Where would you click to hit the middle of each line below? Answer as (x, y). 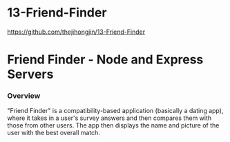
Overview (24, 96)
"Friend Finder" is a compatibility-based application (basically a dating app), (115, 111)
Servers (30, 74)
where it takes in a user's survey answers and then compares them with (109, 118)
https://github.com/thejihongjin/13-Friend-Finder (76, 32)
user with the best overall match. (54, 133)
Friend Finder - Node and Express (105, 60)
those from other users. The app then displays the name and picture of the (113, 125)
